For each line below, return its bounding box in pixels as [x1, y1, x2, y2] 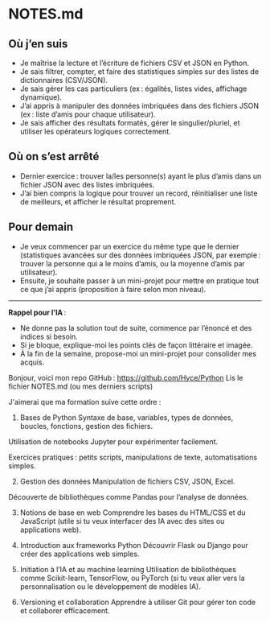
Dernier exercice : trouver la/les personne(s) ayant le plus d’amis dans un [19, 171, 262, 181]
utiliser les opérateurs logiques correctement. [19, 126, 171, 136]
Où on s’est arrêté [8, 150, 100, 163]
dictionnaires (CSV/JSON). [19, 76, 108, 84]
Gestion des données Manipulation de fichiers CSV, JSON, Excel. [19, 476, 235, 486]
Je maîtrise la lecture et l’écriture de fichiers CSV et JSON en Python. [19, 58, 250, 68]
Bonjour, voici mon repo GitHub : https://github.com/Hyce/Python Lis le [8, 373, 243, 382]
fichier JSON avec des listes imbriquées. [19, 179, 155, 189]
